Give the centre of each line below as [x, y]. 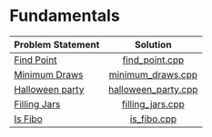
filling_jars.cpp [153, 103]
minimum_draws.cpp [153, 74]
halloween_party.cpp [153, 89]
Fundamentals [65, 16]
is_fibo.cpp [153, 119]
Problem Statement [57, 44]
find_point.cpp [153, 60]
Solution [153, 44]
